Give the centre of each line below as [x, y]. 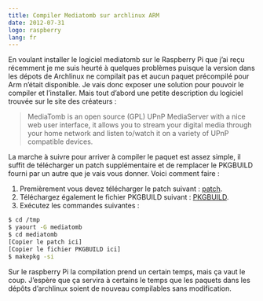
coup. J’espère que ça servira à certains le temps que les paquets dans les [130, 280]
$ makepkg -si [31, 256]
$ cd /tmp [24, 220]
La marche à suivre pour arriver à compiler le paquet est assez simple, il [124, 157]
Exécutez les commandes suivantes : [79, 206]
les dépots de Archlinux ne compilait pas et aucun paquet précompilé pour [129, 76]
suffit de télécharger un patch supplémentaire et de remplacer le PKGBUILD [131, 165]
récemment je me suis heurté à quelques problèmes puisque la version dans [131, 68]
